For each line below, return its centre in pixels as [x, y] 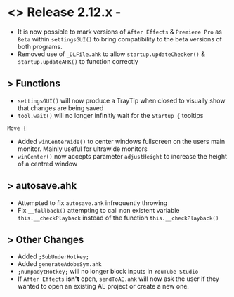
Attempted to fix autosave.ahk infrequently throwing [92, 203]
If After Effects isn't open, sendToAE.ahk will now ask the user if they [118, 279]
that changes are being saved [60, 108]
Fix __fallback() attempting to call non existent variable [99, 210]
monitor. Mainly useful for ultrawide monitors [82, 149]
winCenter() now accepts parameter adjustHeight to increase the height [122, 156]
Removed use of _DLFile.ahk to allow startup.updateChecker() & [111, 54]
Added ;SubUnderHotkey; [53, 256]
